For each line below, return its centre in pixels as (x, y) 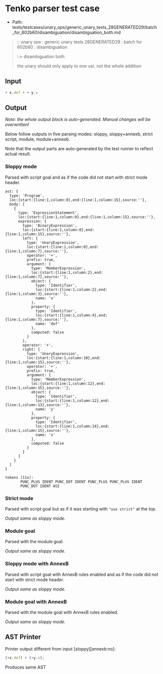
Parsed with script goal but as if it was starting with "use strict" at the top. (81, 509)
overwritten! (17, 124)
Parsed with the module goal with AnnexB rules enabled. (62, 612)
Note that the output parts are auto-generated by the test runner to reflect (79, 149)
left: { (30, 238)
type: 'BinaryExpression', (50, 225)
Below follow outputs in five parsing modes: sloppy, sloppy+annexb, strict (79, 134)
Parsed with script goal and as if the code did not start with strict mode (76, 177)
